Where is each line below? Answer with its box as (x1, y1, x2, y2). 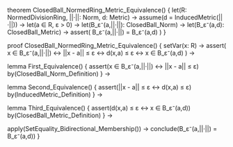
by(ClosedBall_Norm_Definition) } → (7, 69, 111, 78)
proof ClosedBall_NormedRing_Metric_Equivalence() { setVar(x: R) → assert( (7, 42, 227, 49)
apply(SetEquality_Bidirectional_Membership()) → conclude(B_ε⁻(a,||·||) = (7, 125, 218, 132)
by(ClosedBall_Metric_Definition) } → (7, 111, 113, 119)
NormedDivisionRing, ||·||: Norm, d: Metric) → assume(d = (7, 13, 174, 21)
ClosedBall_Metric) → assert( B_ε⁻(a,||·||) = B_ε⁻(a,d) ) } (7, 28, 166, 36)
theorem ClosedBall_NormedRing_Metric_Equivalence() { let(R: (7, 6, 187, 14)
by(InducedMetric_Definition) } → (7, 90, 103, 98)
